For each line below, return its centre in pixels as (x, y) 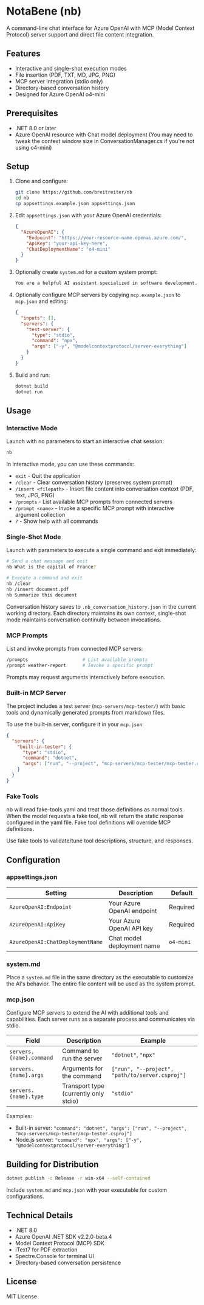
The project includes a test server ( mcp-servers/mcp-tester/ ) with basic (96, 706)
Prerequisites (32, 114)
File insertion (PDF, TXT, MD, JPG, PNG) (65, 75)
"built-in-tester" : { (44, 747)
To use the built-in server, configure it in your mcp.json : (75, 724)
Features (23, 54)
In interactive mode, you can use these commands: (70, 464)
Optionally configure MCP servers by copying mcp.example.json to (98, 295)
